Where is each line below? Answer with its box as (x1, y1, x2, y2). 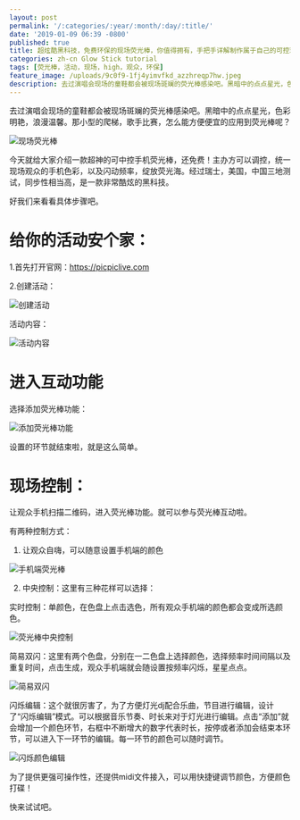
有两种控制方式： (9, 526, 72, 537)
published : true (9, 38, 70, 47)
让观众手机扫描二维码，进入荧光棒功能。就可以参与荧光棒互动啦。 (9, 506, 252, 518)
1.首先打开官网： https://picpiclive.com (9, 261, 150, 272)
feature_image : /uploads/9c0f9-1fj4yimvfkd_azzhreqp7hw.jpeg (9, 71, 242, 80)
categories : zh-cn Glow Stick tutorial (9, 54, 158, 63)
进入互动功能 (9, 372, 104, 392)
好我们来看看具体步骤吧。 (9, 196, 104, 206)
